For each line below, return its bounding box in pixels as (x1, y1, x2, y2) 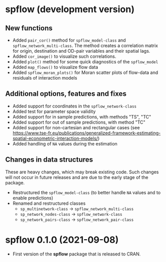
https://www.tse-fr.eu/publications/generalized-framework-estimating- (12, 130, 161, 136)
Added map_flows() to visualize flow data (12, 64, 98, 70)
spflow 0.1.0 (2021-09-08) (5, 234, 119, 245)
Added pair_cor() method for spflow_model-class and (12, 37, 126, 43)
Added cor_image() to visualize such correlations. (12, 53, 116, 59)
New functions (5, 24, 53, 32)
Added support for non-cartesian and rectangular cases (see (12, 124, 140, 130)
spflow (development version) (5, 4, 135, 15)
